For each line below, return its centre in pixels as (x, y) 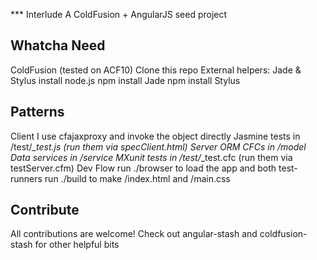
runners (26, 178)
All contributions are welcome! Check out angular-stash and (134, 234)
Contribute (45, 210)
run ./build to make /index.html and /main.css (137, 178)
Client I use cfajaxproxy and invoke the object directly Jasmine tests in (155, 136)
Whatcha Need (58, 45)
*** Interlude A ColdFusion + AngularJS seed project (119, 14)
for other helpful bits (77, 245)
